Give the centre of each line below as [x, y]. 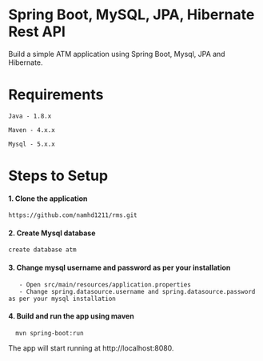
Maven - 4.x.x [32, 130]
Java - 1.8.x [30, 116]
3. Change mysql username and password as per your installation [120, 268]
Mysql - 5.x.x [32, 144]
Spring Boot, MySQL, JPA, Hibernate [131, 15]
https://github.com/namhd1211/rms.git [73, 215]
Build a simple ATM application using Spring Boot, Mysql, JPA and [117, 54]
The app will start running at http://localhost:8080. [91, 348]
